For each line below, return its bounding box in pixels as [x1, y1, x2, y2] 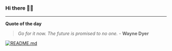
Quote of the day [5, 21, 42, 27]
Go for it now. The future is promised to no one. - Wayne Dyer [17, 30, 149, 37]
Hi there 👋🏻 [5, 5, 34, 12]
